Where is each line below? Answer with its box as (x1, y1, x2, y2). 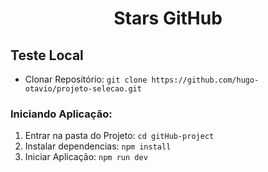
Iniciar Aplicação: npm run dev (24, 151, 148, 163)
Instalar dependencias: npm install (24, 140, 172, 152)
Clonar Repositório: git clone (24, 73, 148, 85)
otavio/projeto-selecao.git (24, 84, 142, 94)
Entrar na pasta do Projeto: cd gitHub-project (24, 130, 215, 142)
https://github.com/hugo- (151, 75, 260, 85)
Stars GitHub (113, 7, 223, 30)
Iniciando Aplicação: (10, 107, 113, 121)
